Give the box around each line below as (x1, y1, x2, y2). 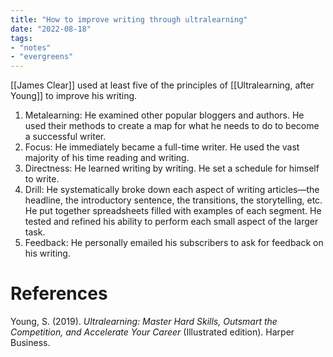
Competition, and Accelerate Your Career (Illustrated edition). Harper (10, 326, 295, 338)
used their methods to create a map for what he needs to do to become (24, 120, 320, 132)
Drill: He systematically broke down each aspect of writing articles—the (24, 184, 320, 196)
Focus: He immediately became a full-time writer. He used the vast (24, 141, 300, 153)
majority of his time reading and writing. (24, 152, 190, 164)
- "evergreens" (10, 52, 74, 62)
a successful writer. (24, 131, 107, 143)
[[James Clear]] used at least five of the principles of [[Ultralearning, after (10, 79, 315, 91)
